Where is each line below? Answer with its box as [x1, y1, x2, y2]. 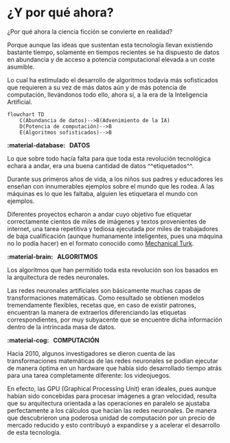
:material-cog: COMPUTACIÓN [7, 336, 100, 344]
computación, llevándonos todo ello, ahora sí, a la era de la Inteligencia [7, 91, 208, 99]
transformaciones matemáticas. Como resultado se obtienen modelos [7, 294, 205, 302]
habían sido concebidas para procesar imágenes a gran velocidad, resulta [7, 392, 217, 400]
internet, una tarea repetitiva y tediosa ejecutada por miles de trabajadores [7, 224, 218, 232]
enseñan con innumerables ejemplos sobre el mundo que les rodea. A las [7, 182, 215, 190]
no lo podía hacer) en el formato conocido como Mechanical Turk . [7, 239, 194, 248]
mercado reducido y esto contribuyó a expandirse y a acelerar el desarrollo [7, 420, 220, 429]
